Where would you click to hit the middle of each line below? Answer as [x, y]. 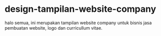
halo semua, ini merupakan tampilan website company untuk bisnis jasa [78, 23]
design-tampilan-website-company [80, 9]
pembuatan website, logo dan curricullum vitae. [54, 28]
